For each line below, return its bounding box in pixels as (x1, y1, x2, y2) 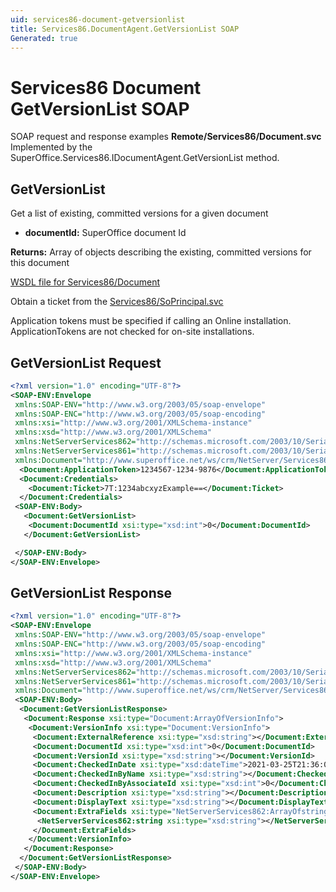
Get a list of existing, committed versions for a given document (10, 207, 269, 220)
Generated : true (10, 33, 78, 43)
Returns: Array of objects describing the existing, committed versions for (10, 246, 312, 258)
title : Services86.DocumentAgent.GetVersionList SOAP (10, 24, 240, 34)
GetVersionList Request (10, 354, 162, 371)
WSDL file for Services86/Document (10, 276, 161, 288)
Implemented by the (10, 141, 93, 153)
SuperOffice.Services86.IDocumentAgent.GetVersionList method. (10, 152, 280, 164)
